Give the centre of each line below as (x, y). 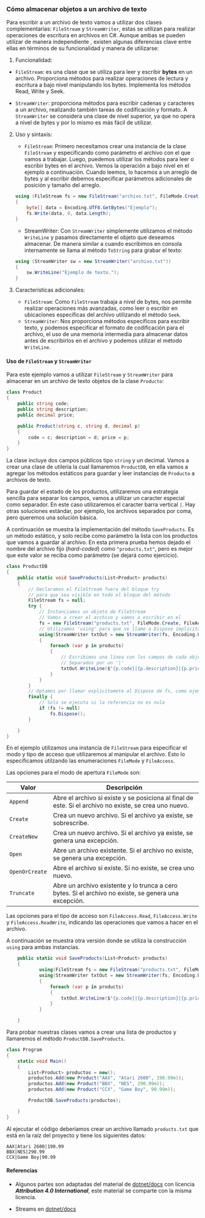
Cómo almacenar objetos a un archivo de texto (77, 9)
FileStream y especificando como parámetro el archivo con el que (107, 153)
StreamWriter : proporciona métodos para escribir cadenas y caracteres (105, 103)
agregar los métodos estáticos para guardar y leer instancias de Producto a (101, 473)
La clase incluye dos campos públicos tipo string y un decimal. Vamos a (98, 460)
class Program (24, 1050)
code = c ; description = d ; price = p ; (79, 437)
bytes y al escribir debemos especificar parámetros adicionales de (108, 179)
